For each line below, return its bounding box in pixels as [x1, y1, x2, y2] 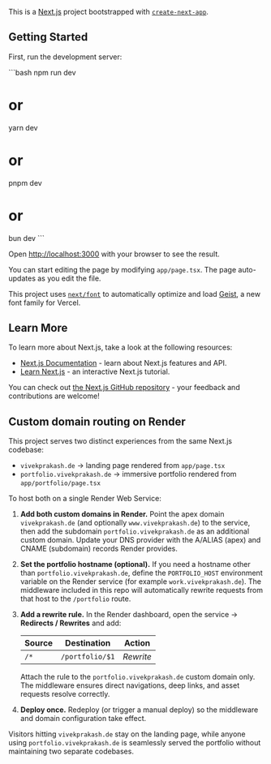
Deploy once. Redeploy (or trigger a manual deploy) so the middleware [19, 705, 259, 715]
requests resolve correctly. [19, 689, 110, 699]
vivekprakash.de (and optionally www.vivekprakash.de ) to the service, [19, 518, 251, 528]
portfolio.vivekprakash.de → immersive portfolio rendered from [19, 470, 237, 479]
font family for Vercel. [8, 298, 81, 307]
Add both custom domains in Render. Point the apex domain [19, 509, 225, 519]
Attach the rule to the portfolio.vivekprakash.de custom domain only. [19, 672, 256, 682]
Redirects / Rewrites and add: [19, 618, 122, 628]
